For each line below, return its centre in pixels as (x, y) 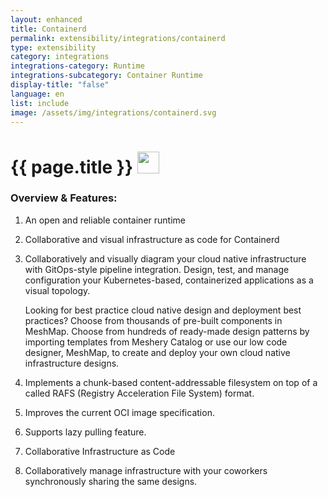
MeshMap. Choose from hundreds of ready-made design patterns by (167, 331)
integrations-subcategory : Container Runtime (106, 76)
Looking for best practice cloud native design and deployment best (163, 310)
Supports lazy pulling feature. (85, 432)
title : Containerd (48, 29)
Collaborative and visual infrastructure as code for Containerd (152, 239)
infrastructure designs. (72, 363)
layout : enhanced (46, 19)
